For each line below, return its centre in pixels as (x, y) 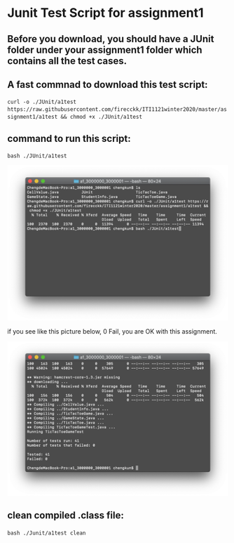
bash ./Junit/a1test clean (47, 533)
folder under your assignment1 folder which (105, 50)
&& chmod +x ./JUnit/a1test (101, 117)
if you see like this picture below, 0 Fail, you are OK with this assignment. (112, 331)
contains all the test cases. (67, 61)
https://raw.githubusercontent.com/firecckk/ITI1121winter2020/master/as (117, 110)
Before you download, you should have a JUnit (111, 39)
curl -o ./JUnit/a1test (42, 102)
